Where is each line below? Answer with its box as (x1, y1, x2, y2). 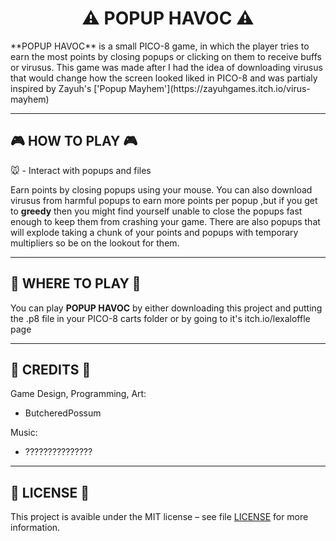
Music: (10, 427, 38, 439)
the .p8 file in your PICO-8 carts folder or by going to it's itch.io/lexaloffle (10, 312, 311, 324)
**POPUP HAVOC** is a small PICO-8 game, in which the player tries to (10, 40, 310, 52)
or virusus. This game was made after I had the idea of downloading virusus (10, 61, 323, 73)
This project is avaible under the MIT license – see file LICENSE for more (10, 511, 309, 523)
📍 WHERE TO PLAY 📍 (10, 275, 142, 292)
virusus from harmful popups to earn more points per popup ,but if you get (10, 194, 318, 206)
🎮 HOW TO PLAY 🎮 (10, 133, 138, 150)
